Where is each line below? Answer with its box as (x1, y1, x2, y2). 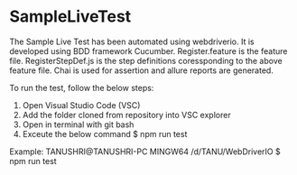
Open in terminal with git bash (22, 119, 135, 130)
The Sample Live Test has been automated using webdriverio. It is (9, 36, 255, 47)
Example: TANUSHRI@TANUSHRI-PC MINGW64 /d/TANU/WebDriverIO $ (9, 146, 282, 157)
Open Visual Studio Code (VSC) (22, 99, 141, 110)
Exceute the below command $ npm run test (22, 128, 188, 139)
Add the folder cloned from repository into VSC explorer (22, 109, 232, 120)
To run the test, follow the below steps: (9, 82, 154, 93)
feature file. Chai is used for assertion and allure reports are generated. (9, 65, 274, 76)
